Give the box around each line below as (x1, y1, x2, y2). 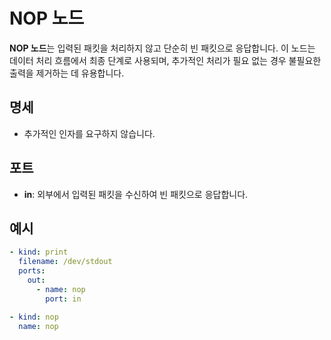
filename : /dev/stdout (18, 257, 113, 267)
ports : (18, 266, 46, 276)
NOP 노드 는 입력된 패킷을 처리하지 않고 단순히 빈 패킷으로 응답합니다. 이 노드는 (9, 42, 316, 54)
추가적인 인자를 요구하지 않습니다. (23, 127, 156, 139)
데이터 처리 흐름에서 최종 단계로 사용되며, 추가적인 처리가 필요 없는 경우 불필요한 (9, 54, 322, 66)
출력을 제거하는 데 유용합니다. (9, 67, 125, 79)
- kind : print (9, 247, 69, 258)
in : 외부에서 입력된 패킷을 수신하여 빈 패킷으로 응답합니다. (23, 188, 249, 200)
